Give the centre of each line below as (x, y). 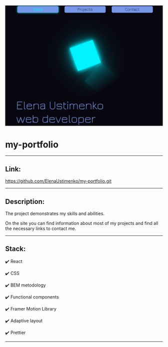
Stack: (15, 249)
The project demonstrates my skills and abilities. (55, 213)
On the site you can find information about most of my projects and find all (82, 223)
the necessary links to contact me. (41, 228)
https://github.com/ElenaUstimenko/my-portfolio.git (58, 181)
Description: (25, 201)
